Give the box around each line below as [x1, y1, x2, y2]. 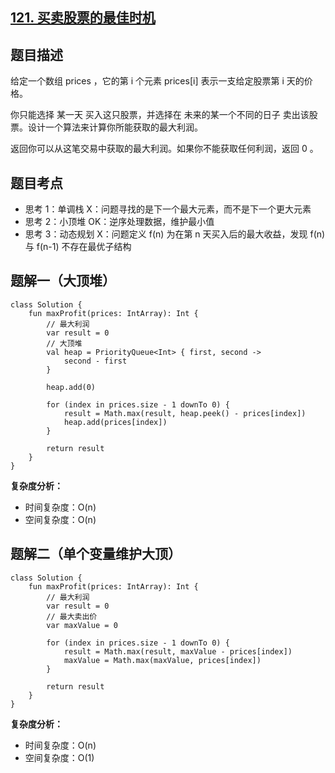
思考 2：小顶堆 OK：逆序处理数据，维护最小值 [24, 216, 215, 228]
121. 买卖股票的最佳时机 [10, 9, 156, 27]
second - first [63, 356, 128, 366]
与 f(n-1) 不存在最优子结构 [24, 241, 132, 253]
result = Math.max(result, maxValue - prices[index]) [63, 646, 293, 657]
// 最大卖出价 [46, 611, 98, 622]
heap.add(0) [46, 382, 97, 392]
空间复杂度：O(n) [24, 513, 97, 525]
